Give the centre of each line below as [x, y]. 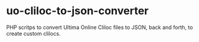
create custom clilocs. [34, 33]
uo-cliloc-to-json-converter [78, 11]
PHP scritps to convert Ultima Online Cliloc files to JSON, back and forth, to [100, 27]
